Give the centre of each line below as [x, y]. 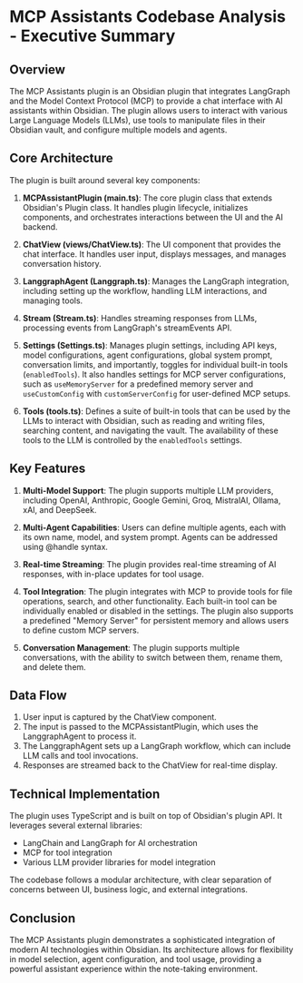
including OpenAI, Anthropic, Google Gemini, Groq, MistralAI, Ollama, [151, 500]
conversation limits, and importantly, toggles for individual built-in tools [155, 364]
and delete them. [54, 667]
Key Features [48, 469]
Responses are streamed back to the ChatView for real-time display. [150, 765]
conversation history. [62, 263]
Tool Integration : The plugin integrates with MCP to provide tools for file [157, 591]
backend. [40, 226]
